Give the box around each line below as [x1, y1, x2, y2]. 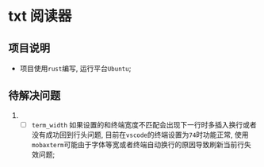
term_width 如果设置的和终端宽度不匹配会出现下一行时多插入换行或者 [31, 120, 258, 129]
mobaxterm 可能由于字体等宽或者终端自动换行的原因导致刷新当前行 [31, 139, 245, 149]
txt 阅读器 [8, 7, 72, 25]
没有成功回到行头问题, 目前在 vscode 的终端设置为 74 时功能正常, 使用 [31, 130, 249, 139]
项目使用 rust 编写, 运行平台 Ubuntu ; [19, 64, 132, 73]
